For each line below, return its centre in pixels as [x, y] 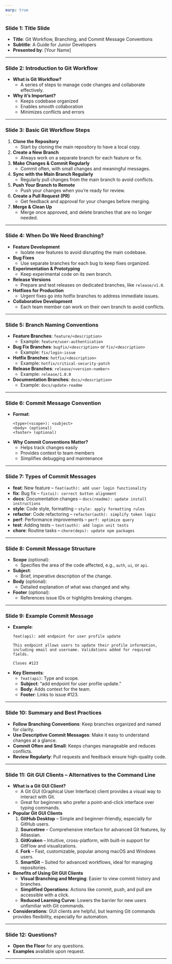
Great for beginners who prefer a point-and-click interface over [87, 802]
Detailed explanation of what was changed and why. [76, 587]
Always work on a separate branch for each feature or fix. [81, 157]
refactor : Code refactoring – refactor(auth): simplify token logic [84, 514]
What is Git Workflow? [37, 79]
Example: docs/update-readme [51, 385]
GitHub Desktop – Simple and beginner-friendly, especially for [86, 818]
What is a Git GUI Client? [39, 786]
